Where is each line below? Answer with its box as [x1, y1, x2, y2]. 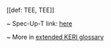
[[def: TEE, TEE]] [6, 6, 55, 14]
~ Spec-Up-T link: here [6, 19, 73, 27]
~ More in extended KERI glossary [6, 33, 104, 41]
